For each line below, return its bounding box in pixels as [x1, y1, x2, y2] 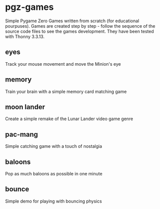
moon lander [5, 103, 46, 111]
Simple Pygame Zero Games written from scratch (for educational [5, 18, 140, 24]
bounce [5, 185, 30, 194]
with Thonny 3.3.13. [5, 34, 45, 40]
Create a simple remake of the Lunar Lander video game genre [5, 116, 134, 122]
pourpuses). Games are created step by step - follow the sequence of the [5, 23, 156, 29]
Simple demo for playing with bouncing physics [5, 198, 103, 204]
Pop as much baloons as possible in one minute [5, 171, 103, 176]
